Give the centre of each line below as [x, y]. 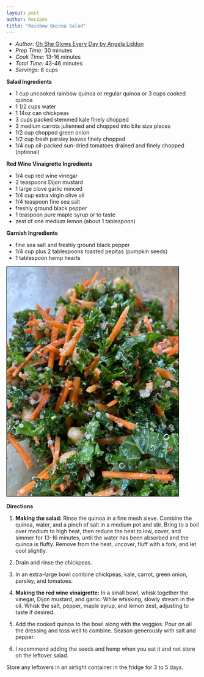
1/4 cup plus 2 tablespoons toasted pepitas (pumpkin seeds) [91, 251]
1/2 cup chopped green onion [52, 133]
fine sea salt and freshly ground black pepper [72, 245]
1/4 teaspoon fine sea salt [48, 202]
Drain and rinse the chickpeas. [54, 563]
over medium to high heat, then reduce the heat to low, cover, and [98, 531]
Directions [20, 506]
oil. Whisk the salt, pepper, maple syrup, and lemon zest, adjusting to [102, 606]
